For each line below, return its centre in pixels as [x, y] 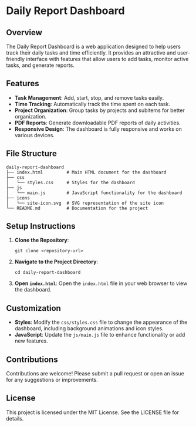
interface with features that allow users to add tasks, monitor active [107, 59]
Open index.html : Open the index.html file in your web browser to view [101, 283]
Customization [34, 308]
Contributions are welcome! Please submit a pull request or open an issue [95, 374]
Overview [24, 33]
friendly [16, 59]
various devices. [34, 135]
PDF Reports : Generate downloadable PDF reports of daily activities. [97, 123]
